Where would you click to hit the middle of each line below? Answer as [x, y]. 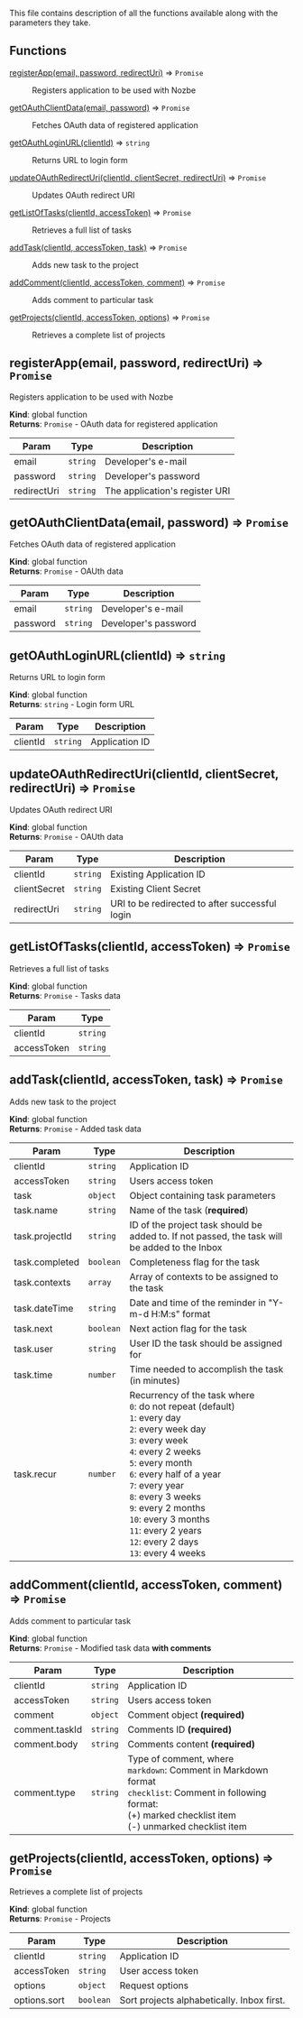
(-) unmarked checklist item [187, 1826]
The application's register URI [168, 491]
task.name [36, 1210]
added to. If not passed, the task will [206, 1236]
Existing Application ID [158, 874]
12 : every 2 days [164, 1542]
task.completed [46, 1262]
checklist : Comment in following [197, 1792]
